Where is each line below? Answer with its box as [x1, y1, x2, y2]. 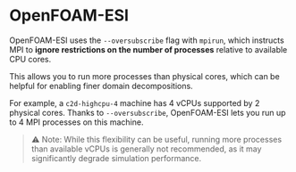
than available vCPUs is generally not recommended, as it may [30, 143, 262, 154]
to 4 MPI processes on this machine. [9, 117, 144, 127]
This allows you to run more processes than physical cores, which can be [9, 70, 280, 81]
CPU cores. [9, 53, 52, 64]
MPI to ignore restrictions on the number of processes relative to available [9, 44, 288, 54]
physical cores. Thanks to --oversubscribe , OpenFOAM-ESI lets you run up [9, 107, 286, 118]
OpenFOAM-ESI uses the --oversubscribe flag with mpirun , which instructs [9, 35, 284, 45]
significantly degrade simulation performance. [30, 152, 202, 163]
